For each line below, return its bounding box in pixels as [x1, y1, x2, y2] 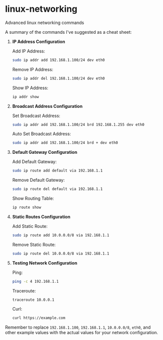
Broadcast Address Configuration [12, 103, 82, 109]
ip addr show [12, 94, 39, 99]
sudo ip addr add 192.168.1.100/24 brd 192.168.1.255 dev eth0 [12, 122, 145, 127]
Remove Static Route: [12, 242, 56, 247]
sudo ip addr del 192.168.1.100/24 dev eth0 [12, 76, 105, 81]
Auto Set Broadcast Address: [12, 131, 71, 137]
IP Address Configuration [12, 38, 65, 45]
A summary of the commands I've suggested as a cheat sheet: [5, 29, 132, 35]
